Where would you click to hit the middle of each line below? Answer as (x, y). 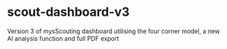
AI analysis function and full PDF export (63, 38)
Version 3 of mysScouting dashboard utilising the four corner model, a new (113, 31)
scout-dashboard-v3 (68, 12)
